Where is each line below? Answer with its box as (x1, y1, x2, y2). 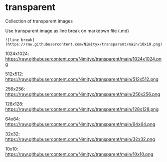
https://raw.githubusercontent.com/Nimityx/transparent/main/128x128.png (5, 106, 159, 112)
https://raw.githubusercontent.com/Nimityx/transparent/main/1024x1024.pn (5, 55, 162, 61)
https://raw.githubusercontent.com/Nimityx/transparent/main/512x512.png (5, 76, 159, 82)
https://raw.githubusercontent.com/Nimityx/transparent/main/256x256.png (5, 91, 160, 97)
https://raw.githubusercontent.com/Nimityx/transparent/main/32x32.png (5, 136, 155, 142)
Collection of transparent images (5, 18, 73, 24)
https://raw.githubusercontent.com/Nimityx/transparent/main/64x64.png (5, 121, 155, 127)
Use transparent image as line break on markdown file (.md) (5, 27, 129, 33)
